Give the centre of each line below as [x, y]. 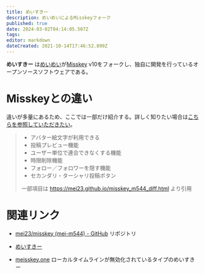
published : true [27, 23]
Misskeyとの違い [49, 99]
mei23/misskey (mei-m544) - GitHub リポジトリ [76, 233]
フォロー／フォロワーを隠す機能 [70, 168]
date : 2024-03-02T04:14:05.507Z [47, 29]
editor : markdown [28, 40]
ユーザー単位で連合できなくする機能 [76, 153]
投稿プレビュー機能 [55, 145]
